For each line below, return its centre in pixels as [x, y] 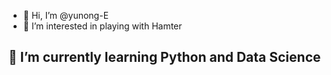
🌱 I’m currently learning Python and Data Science [164, 57]
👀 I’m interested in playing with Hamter [102, 26]
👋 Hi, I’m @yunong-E [66, 15]
